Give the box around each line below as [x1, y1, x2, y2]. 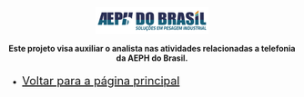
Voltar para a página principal [21, 73, 180, 88]
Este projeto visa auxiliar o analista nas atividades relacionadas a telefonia [8, 43, 296, 53]
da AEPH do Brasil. [116, 53, 188, 63]
